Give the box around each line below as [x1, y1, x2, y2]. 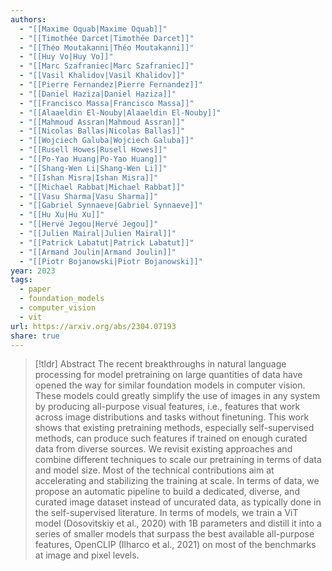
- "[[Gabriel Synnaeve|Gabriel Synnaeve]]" [19, 201, 203, 211]
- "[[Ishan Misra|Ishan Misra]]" [19, 172, 159, 183]
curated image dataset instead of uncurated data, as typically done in [34, 496, 322, 508]
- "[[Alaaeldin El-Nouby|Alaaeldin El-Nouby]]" [19, 107, 222, 118]
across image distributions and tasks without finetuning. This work [34, 411, 310, 423]
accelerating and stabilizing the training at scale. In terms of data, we [34, 475, 320, 487]
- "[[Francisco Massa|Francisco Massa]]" [19, 98, 195, 108]
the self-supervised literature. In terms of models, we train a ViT [34, 507, 299, 519]
